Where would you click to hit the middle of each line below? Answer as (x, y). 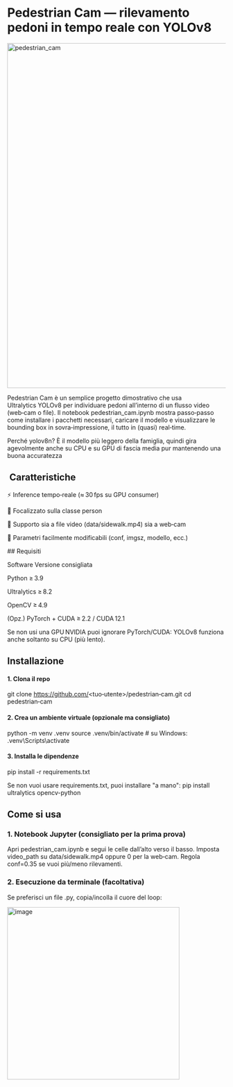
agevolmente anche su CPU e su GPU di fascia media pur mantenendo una (114, 448)
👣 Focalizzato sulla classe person (55, 510)
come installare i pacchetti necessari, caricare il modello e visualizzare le (111, 420)
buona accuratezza (35, 455)
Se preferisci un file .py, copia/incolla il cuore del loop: (85, 897)
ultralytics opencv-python (44, 792)
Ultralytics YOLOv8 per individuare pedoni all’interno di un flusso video (109, 405)
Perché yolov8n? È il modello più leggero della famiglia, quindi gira (102, 441)
